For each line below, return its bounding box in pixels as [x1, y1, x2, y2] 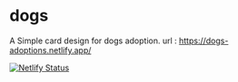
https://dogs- [178, 35, 229, 46]
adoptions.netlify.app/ [9, 44, 92, 55]
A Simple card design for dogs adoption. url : [9, 35, 177, 46]
